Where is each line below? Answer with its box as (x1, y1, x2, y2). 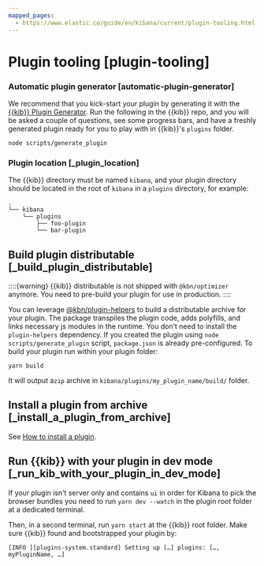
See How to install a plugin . (8, 431, 97, 441)
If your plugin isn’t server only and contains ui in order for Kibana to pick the (8, 488, 257, 497)
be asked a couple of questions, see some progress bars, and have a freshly (8, 115, 257, 125)
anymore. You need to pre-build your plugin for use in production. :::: (8, 289, 232, 300)
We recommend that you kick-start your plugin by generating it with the (8, 99, 240, 108)
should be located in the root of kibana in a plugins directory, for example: (8, 184, 249, 193)
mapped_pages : (8, 11, 55, 20)
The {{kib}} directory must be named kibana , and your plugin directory (8, 175, 237, 185)
